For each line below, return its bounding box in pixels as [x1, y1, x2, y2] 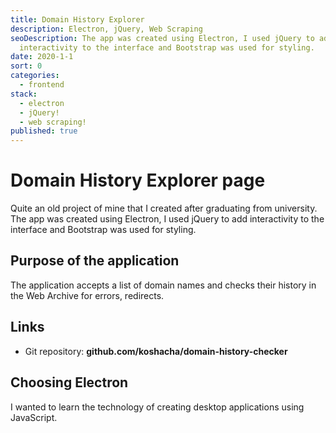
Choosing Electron [10, 374, 129, 391]
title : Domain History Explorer [10, 14, 145, 25]
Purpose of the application [10, 252, 180, 270]
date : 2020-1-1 [10, 52, 74, 62]
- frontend [19, 80, 65, 90]
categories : [10, 71, 60, 81]
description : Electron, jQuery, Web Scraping [10, 24, 203, 34]
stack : [10, 89, 38, 99]
